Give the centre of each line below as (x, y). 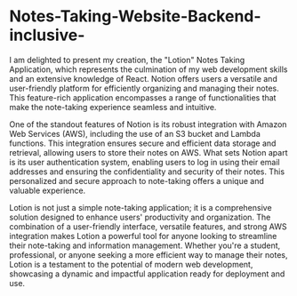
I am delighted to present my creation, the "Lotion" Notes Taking (127, 60)
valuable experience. (48, 190)
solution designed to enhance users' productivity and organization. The (140, 217)
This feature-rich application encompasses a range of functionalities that (143, 97)
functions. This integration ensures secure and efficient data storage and (143, 143)
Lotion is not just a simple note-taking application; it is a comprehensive (141, 207)
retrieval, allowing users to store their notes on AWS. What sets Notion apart (148, 152)
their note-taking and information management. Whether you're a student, (145, 245)
